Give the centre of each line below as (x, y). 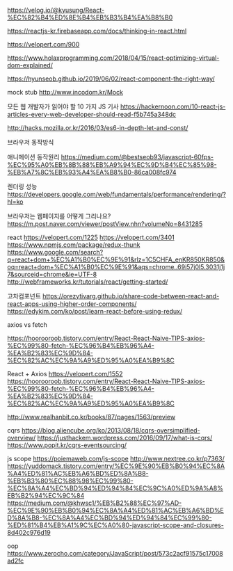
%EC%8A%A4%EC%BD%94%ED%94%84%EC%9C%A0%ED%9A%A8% (115, 488)
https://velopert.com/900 (43, 44)
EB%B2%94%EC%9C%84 (46, 496)
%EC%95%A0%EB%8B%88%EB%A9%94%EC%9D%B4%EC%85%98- (112, 165)
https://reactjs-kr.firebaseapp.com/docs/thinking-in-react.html (97, 31)
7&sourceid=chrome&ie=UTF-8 (52, 274)
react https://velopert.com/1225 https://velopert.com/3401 (91, 237)
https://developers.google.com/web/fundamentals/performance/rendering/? (116, 194)
